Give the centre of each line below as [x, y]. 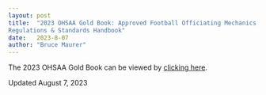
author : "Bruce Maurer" [47, 45]
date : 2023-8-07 [38, 38]
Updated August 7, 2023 [48, 83]
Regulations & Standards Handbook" [67, 30]
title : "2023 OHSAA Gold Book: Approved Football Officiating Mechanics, [134, 23]
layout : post [30, 15]
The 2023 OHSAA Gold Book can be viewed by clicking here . [108, 67]
